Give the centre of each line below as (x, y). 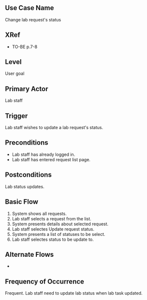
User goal (15, 74)
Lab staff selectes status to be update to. (53, 239)
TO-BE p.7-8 (25, 47)
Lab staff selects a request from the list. (52, 218)
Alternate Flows (29, 254)
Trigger (16, 116)
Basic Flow (22, 202)
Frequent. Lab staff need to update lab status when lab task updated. (74, 293)
